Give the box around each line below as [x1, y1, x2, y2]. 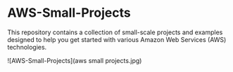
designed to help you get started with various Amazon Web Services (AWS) [7, 35, 227, 43]
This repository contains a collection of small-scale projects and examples [7, 28, 223, 36]
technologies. [7, 43, 47, 51]
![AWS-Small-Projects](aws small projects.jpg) [7, 56, 142, 64]
